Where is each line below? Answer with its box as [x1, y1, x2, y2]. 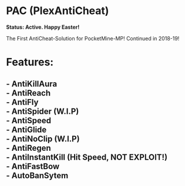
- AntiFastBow [6, 161, 60, 171]
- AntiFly [6, 97, 39, 107]
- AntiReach [6, 88, 51, 98]
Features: [6, 56, 54, 69]
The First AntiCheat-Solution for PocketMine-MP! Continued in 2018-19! [6, 35, 180, 42]
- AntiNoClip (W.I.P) [6, 134, 80, 144]
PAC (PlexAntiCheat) [6, 4, 109, 18]
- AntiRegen [6, 143, 51, 153]
